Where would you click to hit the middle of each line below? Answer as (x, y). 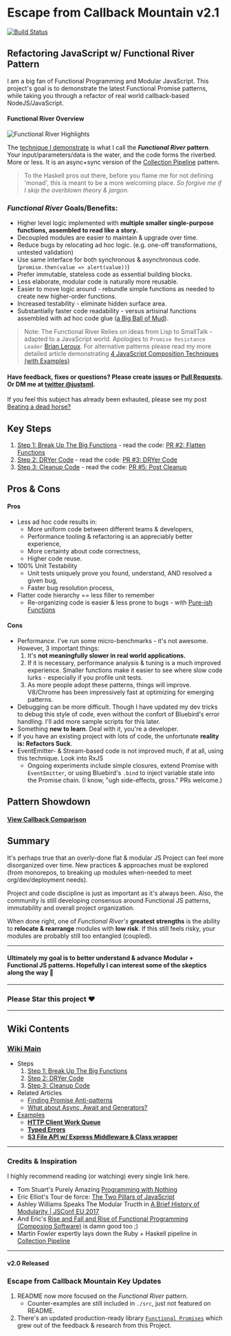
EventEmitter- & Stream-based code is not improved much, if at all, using (120, 751)
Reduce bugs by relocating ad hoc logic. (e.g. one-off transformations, (117, 245)
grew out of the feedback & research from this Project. (94, 1326)
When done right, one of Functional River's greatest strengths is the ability (114, 921)
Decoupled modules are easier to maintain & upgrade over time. (107, 238)
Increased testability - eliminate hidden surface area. (92, 304)
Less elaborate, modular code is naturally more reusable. (98, 282)
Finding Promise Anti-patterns (70, 1100)
